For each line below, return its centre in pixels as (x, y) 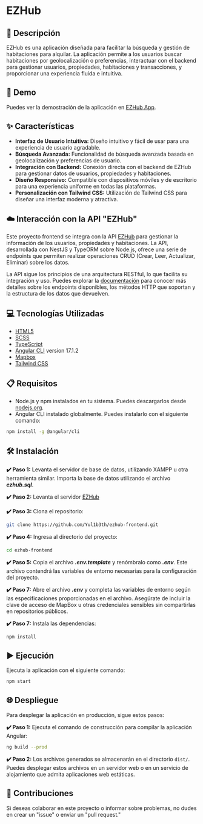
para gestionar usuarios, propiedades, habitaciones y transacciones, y (94, 67)
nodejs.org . (29, 407)
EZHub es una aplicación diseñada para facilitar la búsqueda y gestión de (98, 47)
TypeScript (29, 344)
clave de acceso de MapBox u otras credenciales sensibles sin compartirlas (101, 604)
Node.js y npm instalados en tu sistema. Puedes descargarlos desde (101, 401)
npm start (19, 682)
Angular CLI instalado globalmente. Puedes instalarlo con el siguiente (101, 414)
